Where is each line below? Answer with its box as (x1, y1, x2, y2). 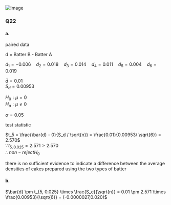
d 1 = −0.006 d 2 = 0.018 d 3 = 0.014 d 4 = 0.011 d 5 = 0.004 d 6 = (5, 61, 157, 68)
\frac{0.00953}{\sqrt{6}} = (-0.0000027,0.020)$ (5, 194, 108, 200)
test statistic (5, 122, 31, 128)
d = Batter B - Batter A (5, 52, 52, 58)
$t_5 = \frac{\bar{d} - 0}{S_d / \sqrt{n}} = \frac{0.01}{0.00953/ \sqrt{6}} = (5, 132, 161, 138)
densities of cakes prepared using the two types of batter (5, 166, 127, 172)
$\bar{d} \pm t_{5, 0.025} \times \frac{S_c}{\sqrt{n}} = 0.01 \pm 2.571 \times (5, 189, 166, 195)
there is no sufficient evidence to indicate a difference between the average (5, 160, 165, 166)
